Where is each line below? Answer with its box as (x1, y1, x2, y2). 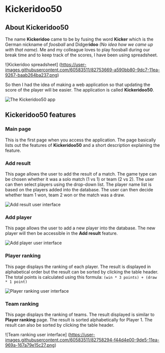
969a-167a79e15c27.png (5, 342, 55, 348)
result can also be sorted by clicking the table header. (5, 322, 115, 328)
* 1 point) (5, 279, 28, 284)
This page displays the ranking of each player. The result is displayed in (5, 264, 151, 269)
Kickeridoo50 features (5, 111, 76, 119)
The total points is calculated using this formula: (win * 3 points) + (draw (5, 274, 157, 280)
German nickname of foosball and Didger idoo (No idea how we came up (5, 42, 153, 47)
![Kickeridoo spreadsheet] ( (5, 62, 61, 67)
